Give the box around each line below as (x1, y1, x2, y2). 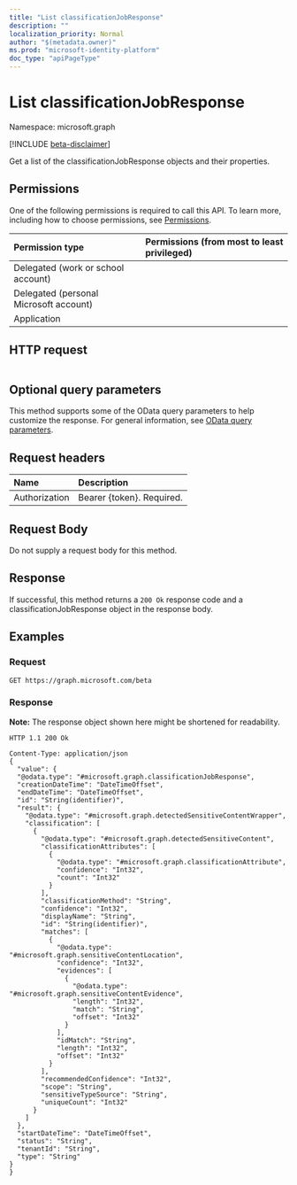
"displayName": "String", (41, 911, 137, 921)
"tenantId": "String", (17, 1144, 101, 1153)
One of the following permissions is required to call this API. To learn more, (9, 205, 282, 215)
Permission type (13, 241, 85, 253)
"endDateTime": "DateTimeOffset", (17, 787, 144, 797)
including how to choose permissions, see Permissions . (9, 214, 212, 225)
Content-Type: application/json (9, 749, 128, 758)
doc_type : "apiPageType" (9, 54, 101, 63)
